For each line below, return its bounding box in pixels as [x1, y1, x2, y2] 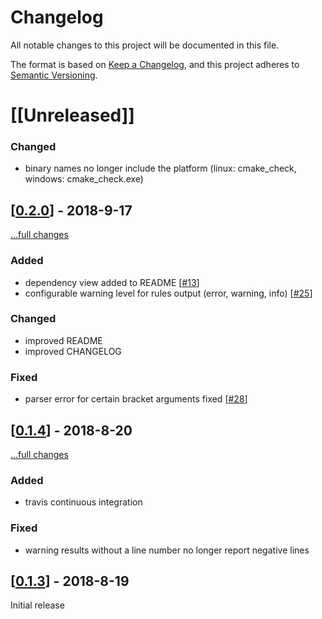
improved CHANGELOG [24, 345, 122, 357]
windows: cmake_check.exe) [24, 173, 144, 185]
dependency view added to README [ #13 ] [24, 276, 200, 288]
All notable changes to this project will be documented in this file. [10, 39, 280, 51]
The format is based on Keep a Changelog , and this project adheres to [10, 58, 300, 70]
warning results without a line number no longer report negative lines [24, 544, 310, 556]
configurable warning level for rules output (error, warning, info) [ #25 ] [24, 287, 313, 299]
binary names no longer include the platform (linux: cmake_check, [24, 162, 297, 175]
